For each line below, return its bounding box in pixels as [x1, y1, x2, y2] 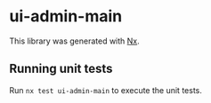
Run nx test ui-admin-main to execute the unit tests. [9, 84, 202, 95]
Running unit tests [9, 61, 113, 76]
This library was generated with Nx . [9, 36, 140, 46]
